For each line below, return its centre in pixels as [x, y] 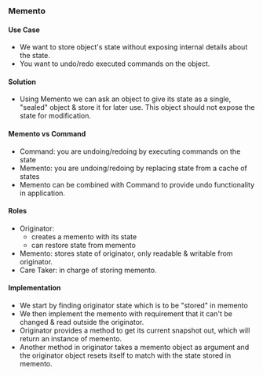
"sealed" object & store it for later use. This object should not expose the [137, 107]
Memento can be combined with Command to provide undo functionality [137, 184]
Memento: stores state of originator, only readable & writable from [126, 253]
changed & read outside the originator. [82, 322]
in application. [42, 193]
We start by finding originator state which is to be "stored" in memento [134, 305]
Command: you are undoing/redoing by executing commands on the [130, 151]
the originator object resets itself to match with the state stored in [125, 355]
